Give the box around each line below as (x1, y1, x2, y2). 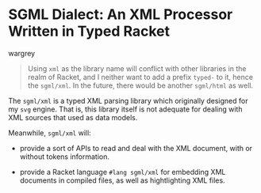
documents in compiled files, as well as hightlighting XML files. (19, 176, 225, 185)
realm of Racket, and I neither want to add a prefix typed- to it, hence (27, 72, 254, 81)
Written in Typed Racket (8, 22, 171, 40)
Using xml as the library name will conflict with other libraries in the (27, 63, 248, 73)
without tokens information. (19, 152, 109, 161)
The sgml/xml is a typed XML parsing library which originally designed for (8, 96, 248, 105)
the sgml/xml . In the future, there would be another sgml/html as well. (27, 81, 254, 90)
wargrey (8, 48, 36, 58)
